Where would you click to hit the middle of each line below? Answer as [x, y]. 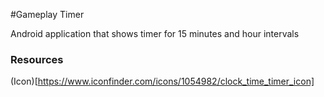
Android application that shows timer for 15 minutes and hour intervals [155, 33]
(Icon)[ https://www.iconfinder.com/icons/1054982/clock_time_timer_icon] [162, 81]
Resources [37, 59]
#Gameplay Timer [47, 14]
